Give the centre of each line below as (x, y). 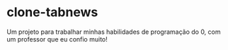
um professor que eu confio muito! (57, 39)
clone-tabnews (52, 12)
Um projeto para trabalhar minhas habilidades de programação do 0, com (114, 32)
